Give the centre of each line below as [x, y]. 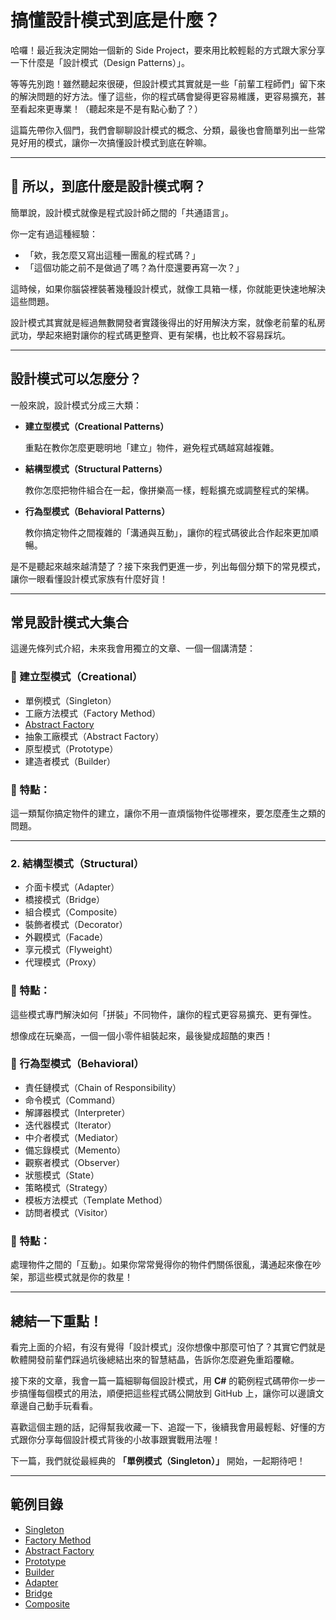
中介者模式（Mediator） [74, 1137]
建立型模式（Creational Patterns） [97, 426]
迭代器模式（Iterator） [70, 1125]
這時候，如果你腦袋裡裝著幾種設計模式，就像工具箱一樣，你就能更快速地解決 [168, 288]
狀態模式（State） [62, 1175]
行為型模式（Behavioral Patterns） [97, 511]
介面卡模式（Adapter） [72, 887]
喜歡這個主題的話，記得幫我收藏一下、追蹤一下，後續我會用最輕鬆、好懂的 [163, 1427]
